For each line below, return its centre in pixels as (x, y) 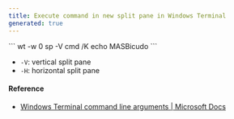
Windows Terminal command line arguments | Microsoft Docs (123, 106)
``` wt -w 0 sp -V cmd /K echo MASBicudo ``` (83, 46)
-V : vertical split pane (55, 62)
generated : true (36, 23)
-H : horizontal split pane (60, 70)
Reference (26, 88)
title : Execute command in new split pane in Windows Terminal (117, 16)
